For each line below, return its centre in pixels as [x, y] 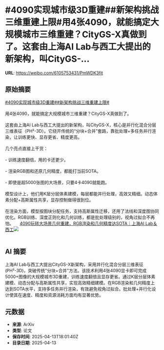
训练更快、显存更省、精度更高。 [50, 137]
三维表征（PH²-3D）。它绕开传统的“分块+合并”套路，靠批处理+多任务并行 [79, 131]
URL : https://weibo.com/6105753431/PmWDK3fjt [54, 73]
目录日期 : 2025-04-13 [34, 343]
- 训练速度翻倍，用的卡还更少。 [37, 160]
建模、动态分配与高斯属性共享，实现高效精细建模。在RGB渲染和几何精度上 [80, 282]
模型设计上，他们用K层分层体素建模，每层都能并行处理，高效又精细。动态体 [81, 193]
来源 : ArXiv [23, 325]
